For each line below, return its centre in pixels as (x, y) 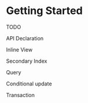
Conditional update (29, 84)
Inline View (19, 49)
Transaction (21, 95)
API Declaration (25, 38)
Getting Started (45, 11)
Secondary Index (27, 61)
